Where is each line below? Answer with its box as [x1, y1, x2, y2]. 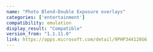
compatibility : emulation [6, 20, 71, 26]
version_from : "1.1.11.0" [6, 31, 71, 37]
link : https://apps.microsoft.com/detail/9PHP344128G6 [6, 36, 148, 42]
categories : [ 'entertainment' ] [6, 14, 85, 20]
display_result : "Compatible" [6, 25, 83, 32]
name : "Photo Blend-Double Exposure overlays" [6, 8, 126, 15]
